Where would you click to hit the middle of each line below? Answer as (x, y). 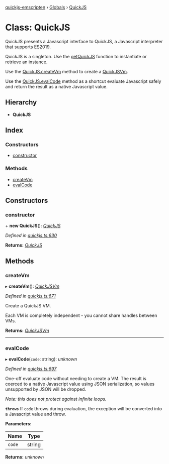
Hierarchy (21, 102)
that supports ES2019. (28, 47)
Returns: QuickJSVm (27, 330)
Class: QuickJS (38, 28)
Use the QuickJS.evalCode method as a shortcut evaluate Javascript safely (83, 81)
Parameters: (18, 424)
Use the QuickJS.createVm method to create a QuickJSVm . (67, 71)
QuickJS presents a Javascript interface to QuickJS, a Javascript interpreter (84, 41)
